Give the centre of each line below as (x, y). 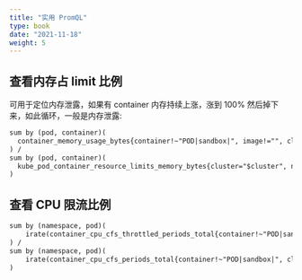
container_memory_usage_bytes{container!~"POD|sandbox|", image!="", (150, 141)
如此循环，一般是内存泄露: (74, 116)
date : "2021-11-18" (46, 34)
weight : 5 (28, 43)
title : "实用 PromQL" (49, 17)
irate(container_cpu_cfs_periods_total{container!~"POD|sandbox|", (154, 259)
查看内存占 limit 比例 (66, 81)
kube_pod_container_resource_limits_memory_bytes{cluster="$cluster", (152, 166)
